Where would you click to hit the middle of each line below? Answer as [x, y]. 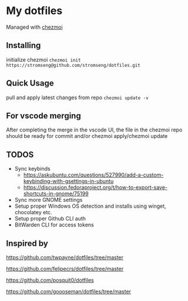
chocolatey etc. [33, 212]
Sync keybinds [33, 169]
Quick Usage [30, 83]
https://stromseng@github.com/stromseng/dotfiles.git [73, 65]
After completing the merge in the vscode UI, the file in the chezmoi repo [94, 130]
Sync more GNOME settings [48, 200]
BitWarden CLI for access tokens [54, 225]
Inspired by [27, 243]
